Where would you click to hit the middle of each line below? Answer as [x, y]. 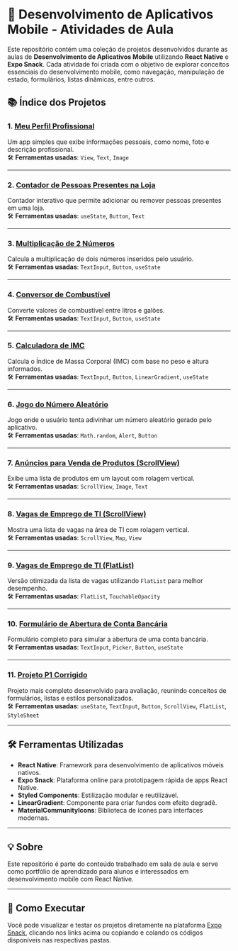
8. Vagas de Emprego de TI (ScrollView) [77, 514]
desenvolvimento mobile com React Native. [70, 879]
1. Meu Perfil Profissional [51, 126]
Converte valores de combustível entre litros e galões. [86, 310]
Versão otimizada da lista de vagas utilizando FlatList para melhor [105, 580]
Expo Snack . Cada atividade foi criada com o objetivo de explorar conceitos [118, 64]
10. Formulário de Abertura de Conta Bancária [87, 623]
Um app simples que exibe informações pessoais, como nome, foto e [108, 142]
